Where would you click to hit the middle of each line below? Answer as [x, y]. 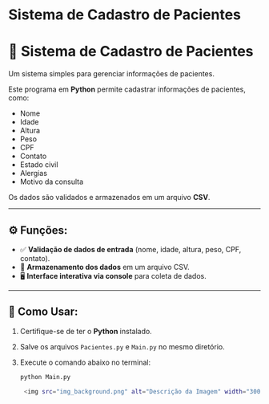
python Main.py [45, 377]
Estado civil [39, 165]
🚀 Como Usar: [43, 312]
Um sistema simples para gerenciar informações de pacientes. [111, 74]
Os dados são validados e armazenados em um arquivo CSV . [109, 198]
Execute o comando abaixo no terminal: [85, 362]
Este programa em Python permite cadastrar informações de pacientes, [127, 89]
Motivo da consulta [52, 182]
